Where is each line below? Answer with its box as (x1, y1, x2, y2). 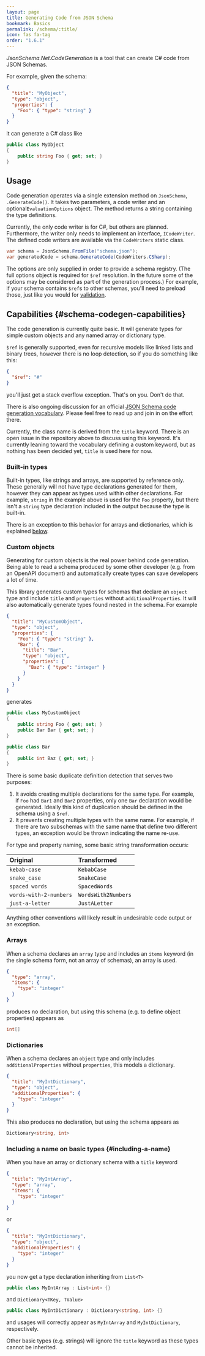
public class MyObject (6, 142, 64, 148)
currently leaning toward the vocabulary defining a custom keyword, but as (6, 441, 196, 448)
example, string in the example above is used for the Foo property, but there (6, 496, 199, 503)
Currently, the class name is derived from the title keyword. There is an (6, 427, 190, 435)
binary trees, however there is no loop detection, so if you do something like (6, 350, 198, 357)
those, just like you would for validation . (6, 291, 106, 299)
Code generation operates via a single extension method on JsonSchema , (6, 192, 188, 199)
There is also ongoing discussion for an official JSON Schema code (6, 403, 176, 410)
